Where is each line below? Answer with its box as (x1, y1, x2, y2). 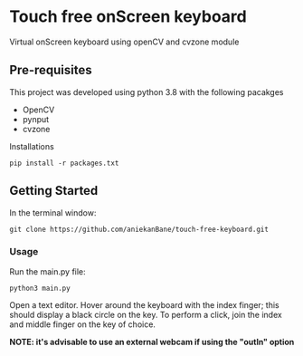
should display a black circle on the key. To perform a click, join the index (9, 309, 282, 320)
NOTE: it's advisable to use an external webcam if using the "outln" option (9, 336, 295, 347)
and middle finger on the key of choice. (9, 319, 156, 330)
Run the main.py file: (9, 265, 86, 277)
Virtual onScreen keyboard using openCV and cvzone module (9, 36, 240, 47)
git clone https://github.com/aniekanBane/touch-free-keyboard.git (9, 225, 270, 234)
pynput (22, 113, 50, 124)
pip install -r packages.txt (9, 159, 119, 168)
